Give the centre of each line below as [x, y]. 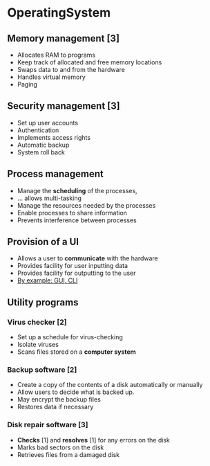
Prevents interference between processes [77, 220]
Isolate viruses [38, 345]
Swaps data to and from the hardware [71, 70]
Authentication [38, 130]
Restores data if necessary [55, 407]
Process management [55, 174]
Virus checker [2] [37, 322]
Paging [27, 84]
